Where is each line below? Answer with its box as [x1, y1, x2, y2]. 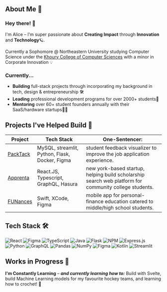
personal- [121, 192, 145, 199]
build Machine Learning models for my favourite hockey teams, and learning [5, 276, 162, 282]
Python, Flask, [37, 150, 71, 157]
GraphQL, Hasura [37, 180, 78, 187]
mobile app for [86, 192, 120, 199]
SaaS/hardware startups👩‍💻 [12, 106, 68, 112]
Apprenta [7, 174, 30, 181]
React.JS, [37, 168, 60, 175]
